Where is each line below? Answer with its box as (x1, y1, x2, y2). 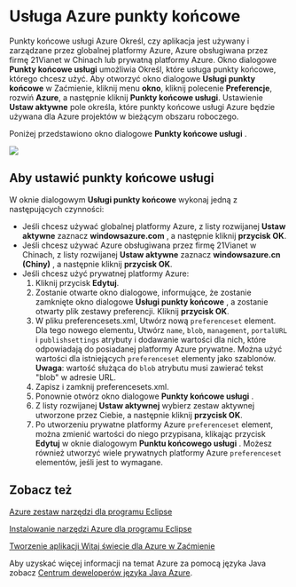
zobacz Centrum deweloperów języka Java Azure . (9, 567, 193, 578)
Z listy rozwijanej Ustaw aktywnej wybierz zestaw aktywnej (35, 400, 255, 410)
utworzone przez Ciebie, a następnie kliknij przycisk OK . (35, 409, 244, 420)
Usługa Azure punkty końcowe (9, 6, 241, 27)
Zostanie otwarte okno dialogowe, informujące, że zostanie (35, 287, 252, 297)
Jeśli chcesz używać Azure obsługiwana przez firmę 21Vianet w (21, 240, 257, 250)
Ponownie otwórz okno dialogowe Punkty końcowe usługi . (35, 391, 254, 401)
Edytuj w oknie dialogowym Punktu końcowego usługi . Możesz (35, 438, 273, 448)
